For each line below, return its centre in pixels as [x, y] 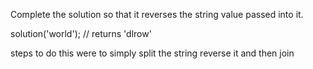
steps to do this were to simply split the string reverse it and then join [152, 53]
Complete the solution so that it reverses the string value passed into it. [157, 14]
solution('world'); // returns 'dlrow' [81, 33]
